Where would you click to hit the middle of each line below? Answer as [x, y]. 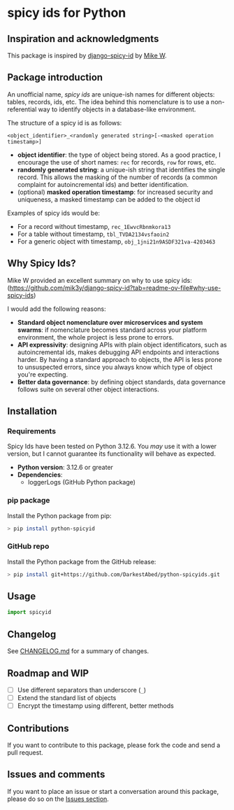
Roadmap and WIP [48, 673]
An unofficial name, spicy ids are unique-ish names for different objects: [111, 94]
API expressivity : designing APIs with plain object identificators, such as [122, 344]
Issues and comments [56, 775]
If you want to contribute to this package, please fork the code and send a [114, 745]
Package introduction [55, 77]
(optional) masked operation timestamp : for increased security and [115, 192]
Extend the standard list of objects [67, 698]
